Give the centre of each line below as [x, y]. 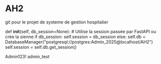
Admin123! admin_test [27, 56]
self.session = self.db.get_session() [41, 47]
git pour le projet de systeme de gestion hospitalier [57, 22]
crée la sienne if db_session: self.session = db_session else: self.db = [75, 37]
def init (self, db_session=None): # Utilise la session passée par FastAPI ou [81, 31]
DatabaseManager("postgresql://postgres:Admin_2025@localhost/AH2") [79, 42]
